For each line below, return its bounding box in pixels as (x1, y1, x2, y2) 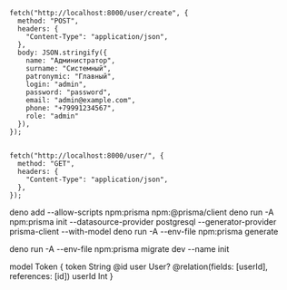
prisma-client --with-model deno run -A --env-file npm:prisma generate (9, 227, 279, 237)
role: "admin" (25, 111, 79, 121)
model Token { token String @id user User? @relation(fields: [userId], (9, 261, 268, 272)
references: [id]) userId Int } (9, 271, 114, 281)
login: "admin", (25, 80, 88, 89)
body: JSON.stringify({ (17, 48, 107, 57)
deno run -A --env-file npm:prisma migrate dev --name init (9, 244, 230, 254)
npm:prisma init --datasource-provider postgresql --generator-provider (9, 217, 277, 227)
